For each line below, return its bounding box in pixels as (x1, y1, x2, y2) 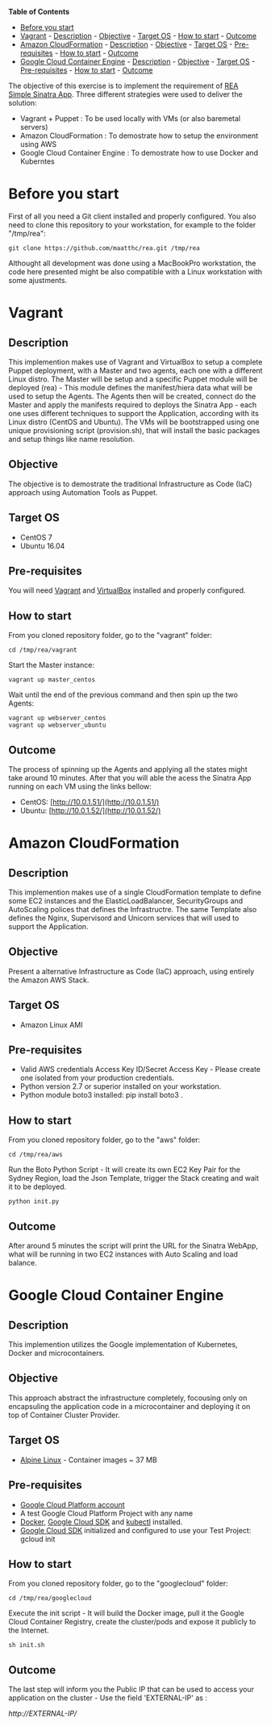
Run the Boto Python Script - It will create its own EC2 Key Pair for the (8, 1165, 240, 1174)
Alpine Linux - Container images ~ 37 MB (19, 1455, 157, 1465)
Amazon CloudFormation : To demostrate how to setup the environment (19, 131, 259, 140)
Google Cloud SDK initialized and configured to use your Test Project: (19, 1525, 252, 1535)
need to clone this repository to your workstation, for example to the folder (8, 219, 256, 229)
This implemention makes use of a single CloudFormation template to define (8, 887, 262, 897)
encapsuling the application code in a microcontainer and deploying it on (8, 1401, 251, 1411)
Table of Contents (8, 7, 70, 16)
